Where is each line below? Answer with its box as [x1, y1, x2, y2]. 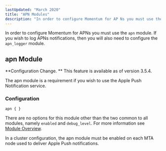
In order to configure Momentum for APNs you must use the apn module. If [5, 30, 157, 36]
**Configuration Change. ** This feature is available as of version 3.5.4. [5, 68, 152, 74]
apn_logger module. [5, 41, 45, 47]
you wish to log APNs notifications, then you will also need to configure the [5, 35, 158, 41]
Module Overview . [5, 126, 42, 132]
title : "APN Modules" [5, 12, 50, 17]
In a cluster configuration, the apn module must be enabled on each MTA [5, 135, 154, 141]
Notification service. [5, 83, 46, 89]
